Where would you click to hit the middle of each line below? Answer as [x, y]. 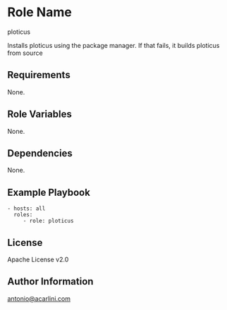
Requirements [39, 75]
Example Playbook [49, 192]
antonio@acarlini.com [39, 298]
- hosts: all [26, 209]
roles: [23, 215]
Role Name [39, 12]
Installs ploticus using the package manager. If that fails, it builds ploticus [114, 45]
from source [25, 53]
